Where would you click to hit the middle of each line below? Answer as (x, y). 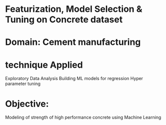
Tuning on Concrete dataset (64, 20)
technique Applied (44, 65)
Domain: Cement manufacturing (73, 42)
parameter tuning (23, 84)
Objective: (27, 104)
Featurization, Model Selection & (74, 9)
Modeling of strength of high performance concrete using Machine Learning (83, 118)
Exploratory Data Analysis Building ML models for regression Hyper (74, 79)
